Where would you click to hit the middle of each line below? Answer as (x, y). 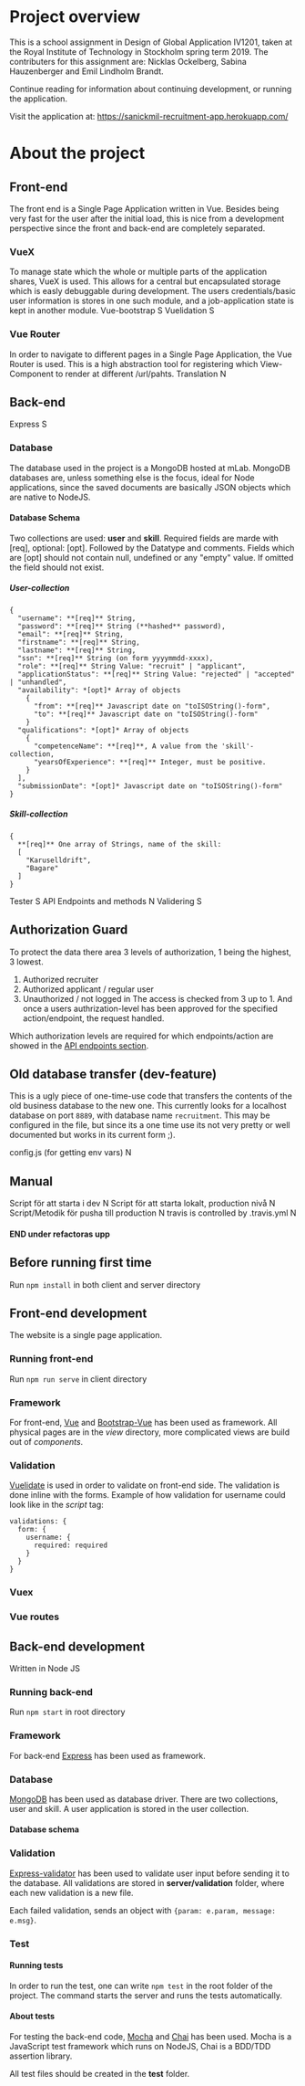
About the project (77, 153)
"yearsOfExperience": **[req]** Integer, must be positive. (150, 762)
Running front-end (51, 1359)
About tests (32, 2017)
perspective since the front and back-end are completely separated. (137, 228)
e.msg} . (23, 1920)
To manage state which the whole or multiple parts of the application (138, 272)
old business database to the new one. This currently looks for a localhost (148, 1106)
